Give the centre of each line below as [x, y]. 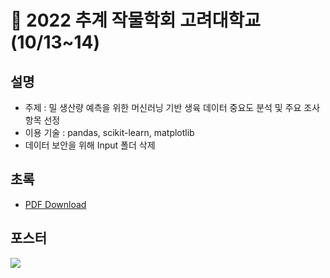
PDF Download [55, 204]
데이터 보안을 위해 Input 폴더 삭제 [90, 145]
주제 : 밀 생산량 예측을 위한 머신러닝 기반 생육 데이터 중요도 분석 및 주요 [163, 107]
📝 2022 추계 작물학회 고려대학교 [136, 20]
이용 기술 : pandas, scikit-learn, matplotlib [109, 132]
